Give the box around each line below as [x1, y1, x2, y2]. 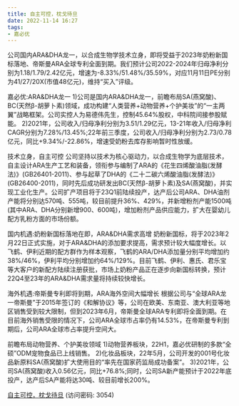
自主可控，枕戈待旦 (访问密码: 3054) [7, 391, 114, 400]
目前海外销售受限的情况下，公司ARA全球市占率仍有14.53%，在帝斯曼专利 [7, 316, 223, 325]
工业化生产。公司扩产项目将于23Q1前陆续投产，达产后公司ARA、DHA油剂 [13, 188, 230, 197]
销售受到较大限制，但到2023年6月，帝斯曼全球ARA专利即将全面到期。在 [13, 307, 227, 316]
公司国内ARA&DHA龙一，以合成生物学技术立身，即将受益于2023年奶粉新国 [7, 51, 228, 59]
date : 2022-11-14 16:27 [7, 17, 78, 24]
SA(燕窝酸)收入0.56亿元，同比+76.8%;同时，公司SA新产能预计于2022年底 [13, 367, 232, 375]
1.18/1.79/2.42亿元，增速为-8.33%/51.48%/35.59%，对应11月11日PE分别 [19, 68, 230, 77]
